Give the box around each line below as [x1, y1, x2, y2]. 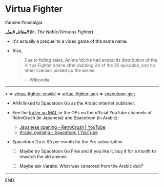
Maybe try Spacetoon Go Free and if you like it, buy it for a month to [19, 148, 156, 154]
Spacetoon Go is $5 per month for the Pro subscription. [12, 138, 124, 144]
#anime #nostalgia [5, 19, 42, 25]
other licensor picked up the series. [24, 67, 96, 73]
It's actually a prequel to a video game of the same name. [12, 38, 128, 44]
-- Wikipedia [24, 77, 50, 83]
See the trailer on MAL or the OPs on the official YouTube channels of [12, 109, 152, 115]
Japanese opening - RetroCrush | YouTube [19, 124, 106, 130]
